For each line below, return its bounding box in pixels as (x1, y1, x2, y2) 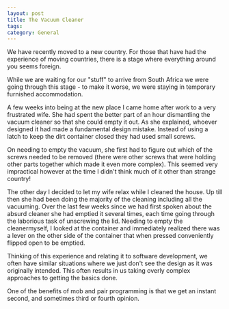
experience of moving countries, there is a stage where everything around (7, 55, 217, 64)
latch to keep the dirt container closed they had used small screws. (7, 133, 196, 141)
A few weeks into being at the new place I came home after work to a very (7, 103, 217, 111)
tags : (7, 23, 23, 29)
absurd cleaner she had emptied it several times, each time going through (7, 210, 215, 218)
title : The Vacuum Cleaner (7, 16, 84, 23)
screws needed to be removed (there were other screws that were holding (7, 153, 217, 161)
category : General (7, 29, 59, 36)
